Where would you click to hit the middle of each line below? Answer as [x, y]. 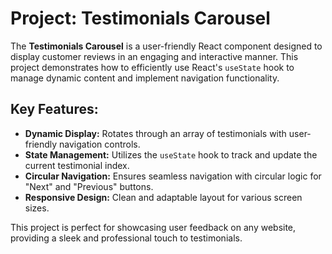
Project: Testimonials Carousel [140, 18]
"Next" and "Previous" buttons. [89, 186]
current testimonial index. [77, 165]
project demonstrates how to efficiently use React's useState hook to [152, 67]
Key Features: [54, 109]
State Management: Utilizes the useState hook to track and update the [171, 154]
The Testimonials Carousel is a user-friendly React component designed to [166, 46]
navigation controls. [100, 144]
